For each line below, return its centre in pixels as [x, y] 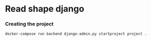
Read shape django [45, 9]
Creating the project [29, 24]
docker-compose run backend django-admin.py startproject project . [76, 34]
